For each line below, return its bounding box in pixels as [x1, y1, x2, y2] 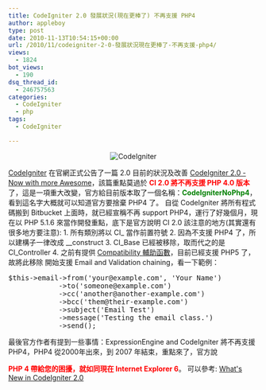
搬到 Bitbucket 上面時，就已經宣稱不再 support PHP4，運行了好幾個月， [14, 208, 252, 217]
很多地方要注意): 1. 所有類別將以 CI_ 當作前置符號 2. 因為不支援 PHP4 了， [8, 228, 249, 237]
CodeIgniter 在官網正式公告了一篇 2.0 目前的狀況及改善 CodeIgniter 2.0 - [8, 168, 246, 177]
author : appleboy [8, 19, 66, 27]
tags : [8, 115, 26, 123]
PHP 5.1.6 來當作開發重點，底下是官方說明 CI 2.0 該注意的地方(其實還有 [23, 217, 256, 227]
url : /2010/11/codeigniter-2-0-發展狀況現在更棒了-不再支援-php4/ [8, 41, 217, 49]
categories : [8, 93, 48, 101]
